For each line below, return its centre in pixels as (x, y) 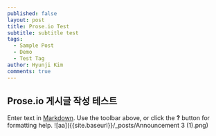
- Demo (23, 52)
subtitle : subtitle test (43, 33)
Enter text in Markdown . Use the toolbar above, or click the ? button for (108, 118)
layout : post (26, 20)
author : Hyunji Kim (35, 65)
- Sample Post (34, 46)
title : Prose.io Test (38, 26)
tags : (15, 39)
